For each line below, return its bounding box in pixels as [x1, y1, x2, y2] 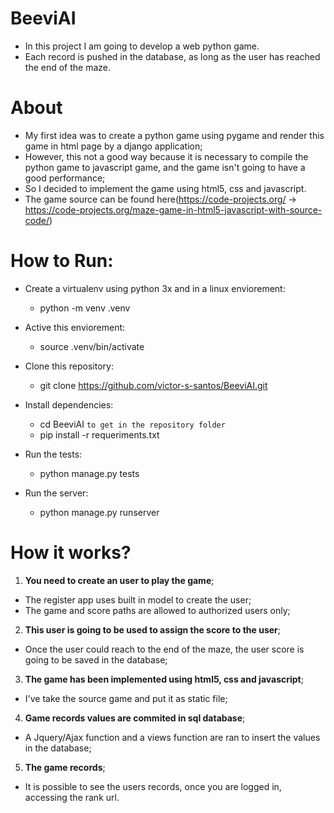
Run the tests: [24, 448, 83, 460]
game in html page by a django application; [24, 140, 203, 152]
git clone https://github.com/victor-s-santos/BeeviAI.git [39, 379, 268, 391]
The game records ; [24, 761, 106, 773]
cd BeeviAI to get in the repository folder [39, 418, 226, 430]
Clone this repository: [24, 360, 114, 372]
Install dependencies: [24, 398, 114, 411]
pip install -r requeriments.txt [39, 428, 160, 441]
